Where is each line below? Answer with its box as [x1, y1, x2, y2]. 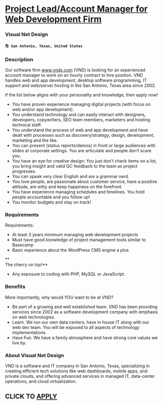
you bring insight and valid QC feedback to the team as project [12, 163, 138, 169]
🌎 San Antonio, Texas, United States [5, 44, 83, 49]
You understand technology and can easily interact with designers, [12, 112, 146, 117]
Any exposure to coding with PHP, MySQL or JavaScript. [12, 271, 125, 277]
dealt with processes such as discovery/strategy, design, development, [12, 132, 155, 138]
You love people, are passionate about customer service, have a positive [12, 178, 158, 184]
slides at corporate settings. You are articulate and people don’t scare [12, 148, 152, 153]
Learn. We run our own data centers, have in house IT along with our [12, 319, 149, 325]
